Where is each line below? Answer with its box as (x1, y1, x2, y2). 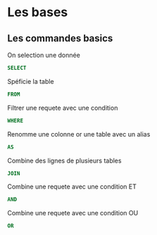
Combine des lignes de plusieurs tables (7, 156, 122, 165)
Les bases (7, 4, 68, 20)
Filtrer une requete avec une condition (7, 103, 118, 112)
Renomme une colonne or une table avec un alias (7, 129, 151, 138)
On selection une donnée (7, 51, 81, 59)
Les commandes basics (7, 32, 113, 44)
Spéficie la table (7, 77, 54, 85)
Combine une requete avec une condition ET (7, 182, 137, 191)
